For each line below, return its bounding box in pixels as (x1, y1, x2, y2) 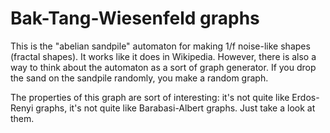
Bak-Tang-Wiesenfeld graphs (10, 7, 260, 30)
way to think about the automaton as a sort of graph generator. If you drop (10, 61, 317, 73)
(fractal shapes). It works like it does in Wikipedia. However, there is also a (10, 50, 317, 62)
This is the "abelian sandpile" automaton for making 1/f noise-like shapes (10, 40, 311, 52)
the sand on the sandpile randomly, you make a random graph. (10, 72, 269, 84)
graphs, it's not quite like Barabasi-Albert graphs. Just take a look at (35, 102, 316, 114)
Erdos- (291, 91, 320, 103)
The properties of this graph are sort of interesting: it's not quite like (10, 91, 290, 103)
